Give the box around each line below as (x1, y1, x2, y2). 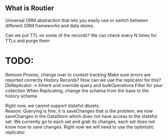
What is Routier (5, 4, 54, 12)
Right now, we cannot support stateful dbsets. (5, 102, 100, 108)
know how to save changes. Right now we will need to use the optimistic (5, 123, 154, 129)
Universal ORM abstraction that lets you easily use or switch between (5, 17, 148, 23)
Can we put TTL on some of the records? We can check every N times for (5, 32, 157, 38)
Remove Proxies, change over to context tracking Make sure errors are (5, 71, 151, 77)
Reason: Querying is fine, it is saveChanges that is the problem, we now (5, 107, 153, 114)
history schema (5, 92, 37, 99)
